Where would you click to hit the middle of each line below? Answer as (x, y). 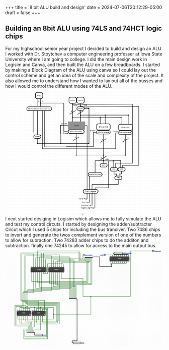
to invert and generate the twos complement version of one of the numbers (83, 235)
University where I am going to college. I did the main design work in (76, 59)
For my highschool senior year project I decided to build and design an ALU (83, 48)
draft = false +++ (23, 13)
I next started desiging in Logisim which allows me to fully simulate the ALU (83, 218)
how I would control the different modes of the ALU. (59, 86)
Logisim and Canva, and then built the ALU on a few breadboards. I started (82, 65)
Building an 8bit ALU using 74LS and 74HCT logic (84, 28)
